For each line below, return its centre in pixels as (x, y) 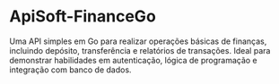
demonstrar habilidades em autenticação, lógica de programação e (133, 60)
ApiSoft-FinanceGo (83, 17)
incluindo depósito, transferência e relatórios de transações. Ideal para (140, 50)
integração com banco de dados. (70, 70)
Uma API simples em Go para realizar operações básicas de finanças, (138, 41)
